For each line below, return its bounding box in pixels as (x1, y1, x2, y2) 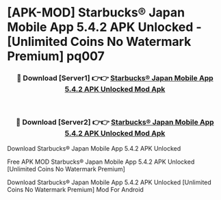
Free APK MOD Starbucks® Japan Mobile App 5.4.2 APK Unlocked (7, 158, 195, 166)
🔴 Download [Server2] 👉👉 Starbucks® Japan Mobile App (16, 118, 214, 127)
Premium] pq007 (7, 49, 105, 64)
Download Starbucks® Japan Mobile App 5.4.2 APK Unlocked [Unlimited (7, 178, 212, 186)
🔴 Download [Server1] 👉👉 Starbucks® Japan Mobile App (16, 73, 213, 83)
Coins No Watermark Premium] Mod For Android (7, 185, 144, 193)
